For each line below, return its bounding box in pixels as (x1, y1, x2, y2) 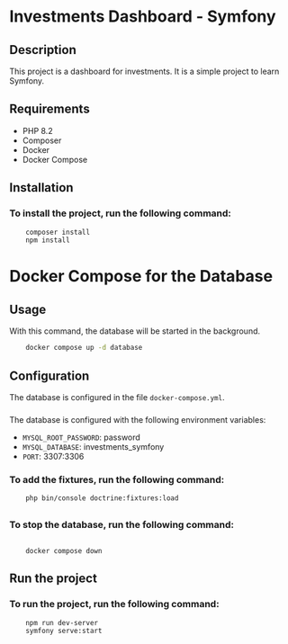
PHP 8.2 (22, 125, 53, 136)
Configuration (9, 368, 90, 383)
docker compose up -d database (25, 344, 143, 353)
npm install (25, 236, 70, 245)
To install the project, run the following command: (9, 207, 232, 219)
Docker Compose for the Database (9, 266, 273, 287)
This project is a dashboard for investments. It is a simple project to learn (9, 66, 280, 76)
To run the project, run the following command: (9, 598, 220, 611)
